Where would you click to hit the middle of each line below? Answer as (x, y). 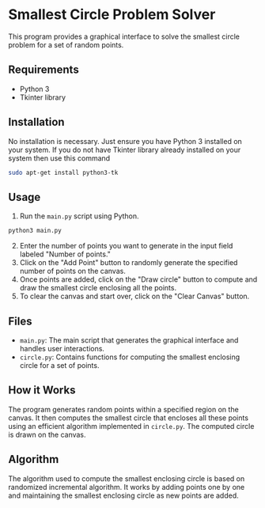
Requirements (44, 70)
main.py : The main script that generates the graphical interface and (129, 340)
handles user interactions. (62, 348)
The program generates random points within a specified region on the (123, 409)
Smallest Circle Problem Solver (112, 15)
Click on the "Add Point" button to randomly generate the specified (129, 263)
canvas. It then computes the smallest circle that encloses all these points (129, 418)
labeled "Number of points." (65, 254)
